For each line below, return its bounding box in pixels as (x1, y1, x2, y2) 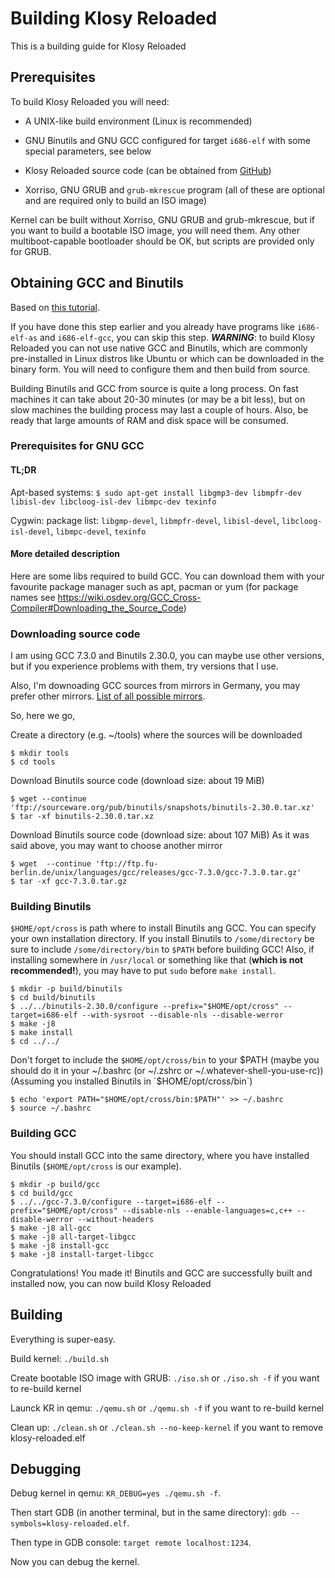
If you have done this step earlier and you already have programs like (10, 320, 295, 332)
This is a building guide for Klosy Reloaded (10, 40, 187, 52)
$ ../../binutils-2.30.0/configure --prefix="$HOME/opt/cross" (10, 1002, 280, 1012)
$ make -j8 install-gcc (10, 1240, 110, 1251)
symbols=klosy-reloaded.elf (10, 1519, 128, 1529)
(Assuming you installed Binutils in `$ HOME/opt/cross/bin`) (10, 1075, 253, 1087)
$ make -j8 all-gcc (10, 1223, 92, 1233)
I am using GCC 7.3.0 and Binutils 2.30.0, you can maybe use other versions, (10, 650, 325, 662)
